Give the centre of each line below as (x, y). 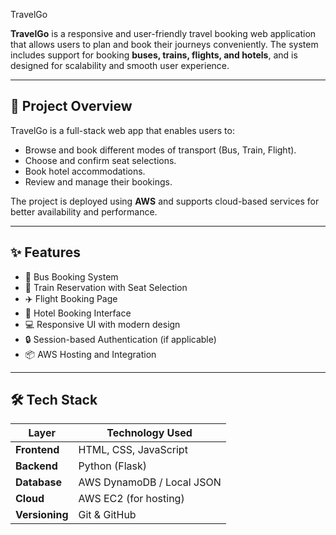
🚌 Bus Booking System (71, 276)
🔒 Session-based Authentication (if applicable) (120, 339)
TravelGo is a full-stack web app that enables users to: (122, 130)
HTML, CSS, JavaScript (133, 450)
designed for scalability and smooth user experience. (120, 65)
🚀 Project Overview (71, 106)
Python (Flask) (113, 466)
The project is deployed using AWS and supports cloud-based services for (165, 201)
